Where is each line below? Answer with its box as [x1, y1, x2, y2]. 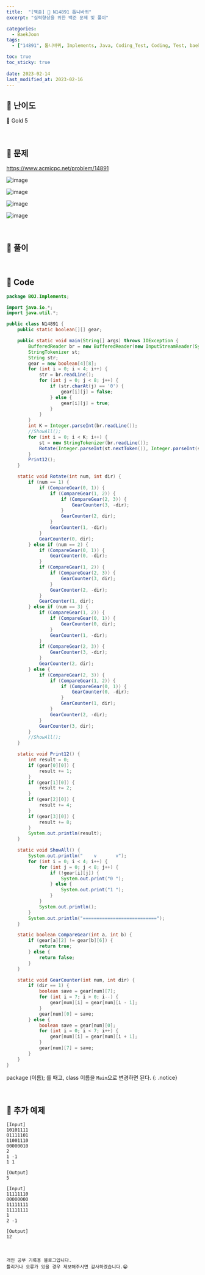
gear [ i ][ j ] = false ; [60, 389, 113, 395]
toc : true [6, 54, 32, 60]
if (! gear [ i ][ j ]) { [49, 870, 99, 876]
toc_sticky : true [6, 59, 51, 65]
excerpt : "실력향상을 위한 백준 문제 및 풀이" [6, 15, 109, 21]
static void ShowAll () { [17, 847, 81, 853]
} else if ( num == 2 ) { [28, 541, 88, 548]
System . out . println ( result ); [28, 830, 103, 836]
